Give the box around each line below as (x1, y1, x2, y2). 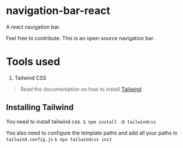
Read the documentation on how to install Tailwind (20, 86, 142, 93)
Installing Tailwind (6, 103, 74, 112)
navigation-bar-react (6, 4, 111, 17)
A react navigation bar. (6, 23, 61, 30)
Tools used (6, 55, 61, 68)
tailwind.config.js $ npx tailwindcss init (6, 136, 112, 142)
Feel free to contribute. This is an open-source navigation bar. (6, 34, 155, 41)
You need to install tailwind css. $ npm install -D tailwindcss (6, 118, 156, 125)
